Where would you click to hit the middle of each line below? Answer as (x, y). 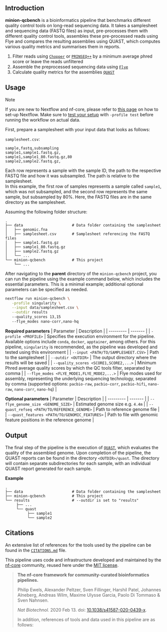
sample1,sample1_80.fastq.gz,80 (39, 157)
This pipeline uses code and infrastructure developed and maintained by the (83, 560)
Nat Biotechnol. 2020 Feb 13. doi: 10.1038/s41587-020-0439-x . (82, 610)
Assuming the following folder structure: (46, 212)
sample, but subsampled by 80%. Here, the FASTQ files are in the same (78, 197)
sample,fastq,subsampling (32, 148)
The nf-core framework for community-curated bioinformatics (83, 575)
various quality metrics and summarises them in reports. (63, 46)
